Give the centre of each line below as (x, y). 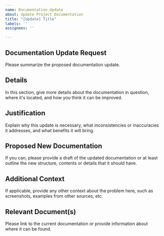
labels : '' (16, 24)
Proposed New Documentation (54, 146)
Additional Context (35, 179)
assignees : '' (20, 28)
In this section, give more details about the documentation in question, (77, 92)
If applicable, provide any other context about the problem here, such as (79, 191)
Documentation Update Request (56, 53)
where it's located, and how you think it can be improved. (64, 97)
